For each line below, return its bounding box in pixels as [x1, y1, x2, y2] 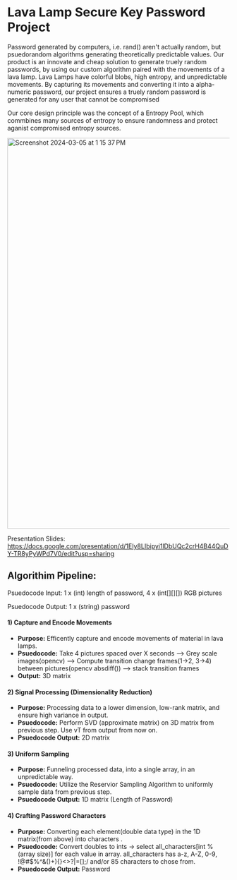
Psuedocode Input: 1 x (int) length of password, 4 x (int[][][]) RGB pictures [7, 589, 222, 597]
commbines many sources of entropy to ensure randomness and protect [7, 116, 218, 124]
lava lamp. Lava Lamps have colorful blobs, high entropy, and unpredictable [7, 72, 228, 81]
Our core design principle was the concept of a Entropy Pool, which [7, 109, 205, 117]
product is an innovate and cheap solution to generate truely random [7, 57, 207, 66]
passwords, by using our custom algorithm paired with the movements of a [7, 65, 225, 73]
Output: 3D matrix [17, 671, 71, 680]
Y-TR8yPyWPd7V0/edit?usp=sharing [7, 549, 115, 557]
